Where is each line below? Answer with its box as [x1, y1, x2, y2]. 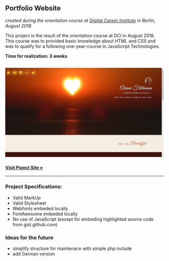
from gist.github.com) [12, 221, 58, 227]
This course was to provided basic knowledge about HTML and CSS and [5, 38, 156, 44]
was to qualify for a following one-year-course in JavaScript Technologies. [5, 43, 160, 49]
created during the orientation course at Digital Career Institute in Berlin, [5, 17, 155, 23]
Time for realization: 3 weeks [5, 53, 68, 59]
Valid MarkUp [12, 194, 41, 201]
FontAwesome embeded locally [12, 211, 78, 217]
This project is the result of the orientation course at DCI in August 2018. [5, 32, 155, 38]
